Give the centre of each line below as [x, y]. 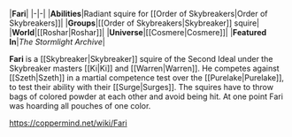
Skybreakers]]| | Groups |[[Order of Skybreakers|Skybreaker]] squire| [134, 23]
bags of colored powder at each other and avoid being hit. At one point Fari [146, 96]
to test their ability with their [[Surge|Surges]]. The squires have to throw [142, 87]
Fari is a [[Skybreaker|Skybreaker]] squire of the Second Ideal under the [141, 59]
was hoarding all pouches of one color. [80, 106]
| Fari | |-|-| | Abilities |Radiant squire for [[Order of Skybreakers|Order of [138, 14]
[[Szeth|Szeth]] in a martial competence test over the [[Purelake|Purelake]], [147, 78]
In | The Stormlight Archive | [58, 42]
